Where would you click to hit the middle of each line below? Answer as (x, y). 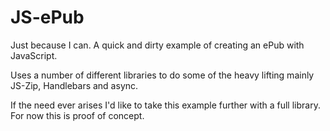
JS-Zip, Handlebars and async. (74, 85)
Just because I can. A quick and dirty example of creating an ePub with (157, 45)
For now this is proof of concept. (77, 115)
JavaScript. (34, 55)
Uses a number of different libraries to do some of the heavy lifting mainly (162, 75)
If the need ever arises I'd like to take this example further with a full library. (165, 105)
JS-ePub (47, 17)
